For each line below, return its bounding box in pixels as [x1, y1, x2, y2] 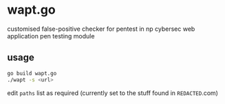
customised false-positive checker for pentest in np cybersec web [7, 25, 195, 33]
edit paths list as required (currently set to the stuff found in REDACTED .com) [7, 88, 219, 97]
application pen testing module [7, 31, 95, 40]
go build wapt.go [7, 70, 57, 77]
